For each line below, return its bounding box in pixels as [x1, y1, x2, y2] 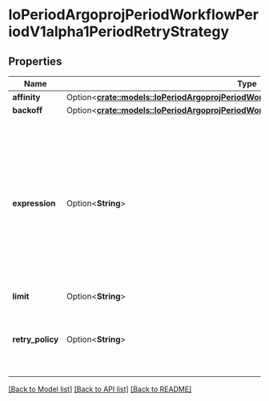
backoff [12, 105, 42, 115]
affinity [12, 92, 41, 102]
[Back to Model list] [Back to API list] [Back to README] [8, 384, 192, 394]
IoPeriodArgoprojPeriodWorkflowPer [8, 6, 259, 24]
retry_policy [12, 334, 59, 345]
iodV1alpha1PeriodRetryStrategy [8, 22, 230, 41]
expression [12, 198, 56, 209]
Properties [8, 54, 62, 68]
